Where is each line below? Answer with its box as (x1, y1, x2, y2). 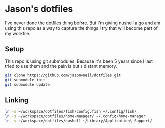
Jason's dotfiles (5, 3, 73, 15)
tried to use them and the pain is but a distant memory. (5, 63, 117, 69)
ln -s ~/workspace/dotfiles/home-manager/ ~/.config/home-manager (5, 114, 146, 119)
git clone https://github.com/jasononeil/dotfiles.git (5, 73, 121, 78)
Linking (5, 96, 29, 104)
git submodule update (5, 82, 50, 87)
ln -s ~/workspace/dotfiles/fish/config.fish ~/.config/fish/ (5, 109, 137, 114)
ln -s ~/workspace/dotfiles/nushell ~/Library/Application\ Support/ (5, 118, 153, 123)
